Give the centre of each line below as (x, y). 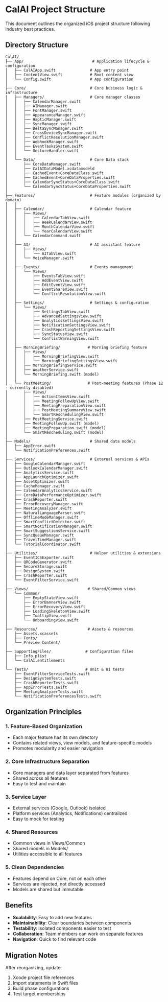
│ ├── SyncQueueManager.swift (40, 535)
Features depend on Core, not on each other (59, 878)
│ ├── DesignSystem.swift (35, 571)
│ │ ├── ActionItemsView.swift (48, 397)
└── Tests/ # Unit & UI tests (65, 669)
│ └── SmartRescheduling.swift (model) (54, 432)
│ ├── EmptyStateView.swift (42, 598)
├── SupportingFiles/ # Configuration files (69, 651)
